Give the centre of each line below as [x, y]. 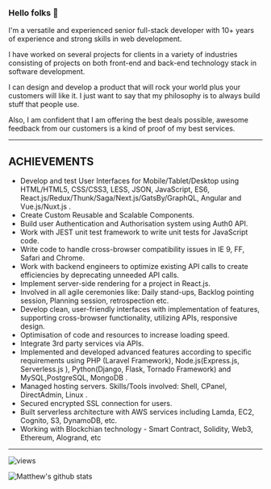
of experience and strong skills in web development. [95, 39]
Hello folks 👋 [33, 13]
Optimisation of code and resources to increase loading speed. [125, 335]
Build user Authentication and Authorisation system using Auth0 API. [134, 224]
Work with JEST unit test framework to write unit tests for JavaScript [134, 232]
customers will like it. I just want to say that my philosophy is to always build [134, 96]
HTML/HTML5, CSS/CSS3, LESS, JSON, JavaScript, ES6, [115, 189]
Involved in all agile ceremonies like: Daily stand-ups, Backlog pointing [137, 292]
